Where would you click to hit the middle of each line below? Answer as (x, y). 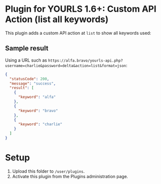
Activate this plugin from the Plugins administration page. (70, 176)
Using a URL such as (26, 60)
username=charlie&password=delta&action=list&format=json (66, 66)
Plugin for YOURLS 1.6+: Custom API (81, 9)
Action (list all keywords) (57, 19)
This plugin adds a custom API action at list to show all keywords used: (78, 33)
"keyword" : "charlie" (40, 124)
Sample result (27, 48)
